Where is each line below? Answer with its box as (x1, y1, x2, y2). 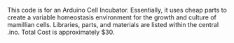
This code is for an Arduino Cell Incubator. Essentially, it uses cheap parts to (7, 6, 228, 14)
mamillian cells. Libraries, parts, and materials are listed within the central (7, 21, 219, 28)
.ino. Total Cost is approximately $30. (7, 28, 115, 36)
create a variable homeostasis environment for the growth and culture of (7, 13, 217, 21)
